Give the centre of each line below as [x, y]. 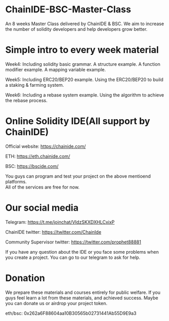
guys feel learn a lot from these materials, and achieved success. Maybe [82, 298]
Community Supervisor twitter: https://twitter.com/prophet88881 [73, 242]
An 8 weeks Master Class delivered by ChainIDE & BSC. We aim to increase [85, 24]
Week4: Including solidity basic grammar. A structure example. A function [83, 64]
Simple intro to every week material [82, 50]
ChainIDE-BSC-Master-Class [68, 10]
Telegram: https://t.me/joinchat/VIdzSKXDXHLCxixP [60, 222]
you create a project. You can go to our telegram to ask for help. [73, 257]
